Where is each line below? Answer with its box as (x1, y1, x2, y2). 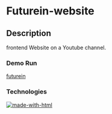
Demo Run (6, 59, 37, 67)
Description (6, 28, 51, 38)
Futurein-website (6, 4, 95, 18)
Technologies (6, 88, 47, 96)
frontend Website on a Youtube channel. (6, 44, 107, 51)
